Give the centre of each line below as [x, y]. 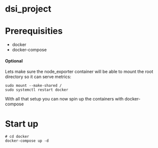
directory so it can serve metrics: [38, 77]
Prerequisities [34, 31]
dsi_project [28, 9]
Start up [22, 123]
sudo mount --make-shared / [34, 86]
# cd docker [17, 137]
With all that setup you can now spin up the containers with [64, 99]
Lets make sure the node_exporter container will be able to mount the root [79, 72]
